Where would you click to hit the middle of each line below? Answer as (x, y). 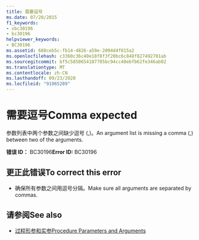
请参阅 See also (34, 215)
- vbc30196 (20, 28)
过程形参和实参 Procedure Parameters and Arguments (80, 230)
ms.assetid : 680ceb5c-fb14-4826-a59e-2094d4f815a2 (70, 51)
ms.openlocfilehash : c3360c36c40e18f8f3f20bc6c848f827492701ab (86, 56)
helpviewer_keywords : (33, 39)
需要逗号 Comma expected (72, 116)
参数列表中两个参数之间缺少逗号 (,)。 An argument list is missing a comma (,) (100, 133)
